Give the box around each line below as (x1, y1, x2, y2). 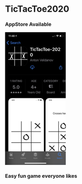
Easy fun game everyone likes (5, 173, 78, 180)
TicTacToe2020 (5, 3, 69, 15)
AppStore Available (5, 21, 52, 28)
